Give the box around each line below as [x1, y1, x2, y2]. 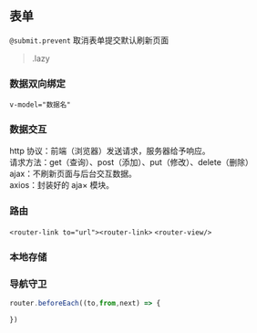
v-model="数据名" [9, 100, 71, 109]
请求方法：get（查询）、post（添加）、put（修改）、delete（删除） [9, 157, 253, 168]
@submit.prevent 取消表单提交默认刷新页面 [9, 35, 170, 46]
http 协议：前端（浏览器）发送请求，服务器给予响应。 [9, 145, 211, 157]
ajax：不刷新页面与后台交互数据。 [9, 168, 137, 180]
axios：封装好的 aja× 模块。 [9, 180, 114, 191]
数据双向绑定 [9, 77, 67, 89]
